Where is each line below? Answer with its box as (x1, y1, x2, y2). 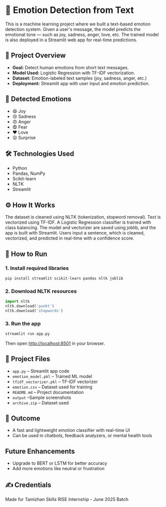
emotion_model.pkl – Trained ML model (12, 373, 92, 379)
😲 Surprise (12, 134, 36, 140)
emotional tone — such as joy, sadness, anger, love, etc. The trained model (5, 31, 159, 37)
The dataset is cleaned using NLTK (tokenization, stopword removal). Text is (5, 214, 161, 220)
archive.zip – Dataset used (12, 399, 69, 405)
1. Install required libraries (5, 264, 69, 271)
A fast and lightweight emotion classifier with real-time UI (12, 427, 130, 433)
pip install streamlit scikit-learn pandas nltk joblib (5, 276, 123, 281)
